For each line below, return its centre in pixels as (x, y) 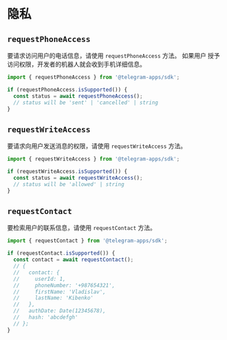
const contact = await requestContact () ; (74, 260)
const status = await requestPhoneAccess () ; (78, 96)
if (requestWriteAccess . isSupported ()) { (67, 172)
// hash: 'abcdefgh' (46, 317)
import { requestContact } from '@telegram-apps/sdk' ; (87, 241)
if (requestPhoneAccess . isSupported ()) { (67, 89)
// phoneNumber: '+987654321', (64, 285)
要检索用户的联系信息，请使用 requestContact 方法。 (82, 228)
